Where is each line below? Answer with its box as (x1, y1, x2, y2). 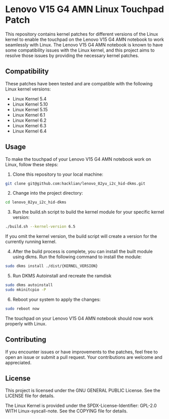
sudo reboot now (5, 306, 39, 311)
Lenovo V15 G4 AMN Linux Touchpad (5, 4, 164, 15)
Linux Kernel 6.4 (12, 128, 47, 134)
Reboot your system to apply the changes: (12, 296, 101, 302)
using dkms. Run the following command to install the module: (12, 254, 142, 260)
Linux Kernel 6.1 (12, 112, 45, 118)
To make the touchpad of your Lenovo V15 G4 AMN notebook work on (5, 156, 151, 162)
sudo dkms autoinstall (5, 283, 53, 288)
